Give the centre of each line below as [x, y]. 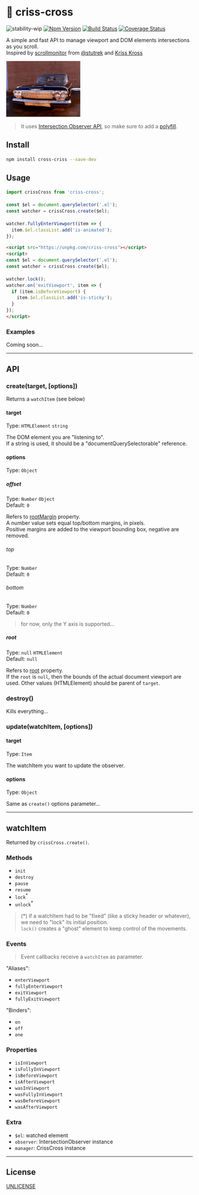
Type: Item [19, 754]
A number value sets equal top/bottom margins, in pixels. [76, 523]
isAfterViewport [35, 1082]
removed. [18, 536]
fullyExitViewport [37, 999]
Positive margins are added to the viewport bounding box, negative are [93, 529]
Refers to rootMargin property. [43, 517]
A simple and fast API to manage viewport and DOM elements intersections [98, 40]
